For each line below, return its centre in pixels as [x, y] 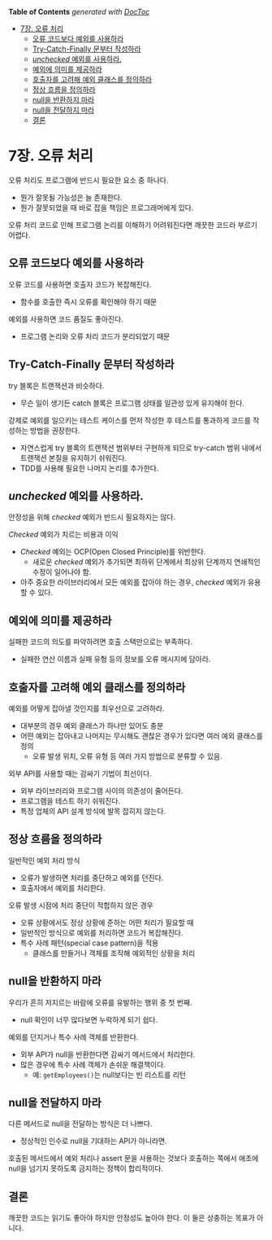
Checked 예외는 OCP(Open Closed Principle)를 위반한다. [113, 552]
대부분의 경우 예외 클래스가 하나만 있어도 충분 [92, 725]
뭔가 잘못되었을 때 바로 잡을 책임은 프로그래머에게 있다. [107, 208]
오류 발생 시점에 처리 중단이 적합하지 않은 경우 [81, 905]
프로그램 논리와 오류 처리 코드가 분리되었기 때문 [95, 336]
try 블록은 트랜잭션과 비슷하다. [56, 385]
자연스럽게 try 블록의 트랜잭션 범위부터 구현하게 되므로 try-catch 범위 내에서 [141, 448]
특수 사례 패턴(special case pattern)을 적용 [89, 943]
